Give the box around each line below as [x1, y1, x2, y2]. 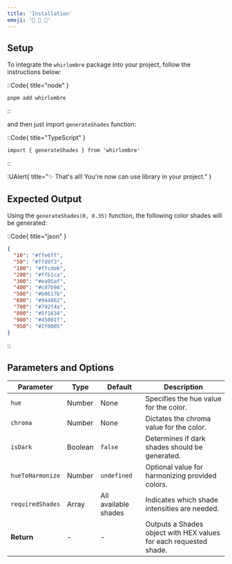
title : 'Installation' [7, 10, 72, 17]
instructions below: [7, 68, 61, 76]
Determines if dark [145, 434, 206, 444]
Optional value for [145, 462, 204, 472]
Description [163, 382, 204, 392]
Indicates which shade [145, 495, 219, 505]
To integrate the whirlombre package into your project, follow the [7, 60, 191, 69]
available [100, 500, 130, 509]
